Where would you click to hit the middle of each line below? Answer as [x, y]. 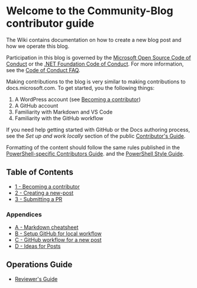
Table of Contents [40, 172]
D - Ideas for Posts [38, 246]
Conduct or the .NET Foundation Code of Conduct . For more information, [95, 64]
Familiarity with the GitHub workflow [59, 118]
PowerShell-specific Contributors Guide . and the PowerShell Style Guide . [95, 153]
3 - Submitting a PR [38, 199]
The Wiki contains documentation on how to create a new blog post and [94, 40]
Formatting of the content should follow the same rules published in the [93, 147]
